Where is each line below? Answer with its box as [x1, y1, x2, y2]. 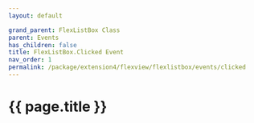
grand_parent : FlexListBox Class [8, 26, 121, 34]
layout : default [8, 11, 63, 20]
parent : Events [8, 34, 59, 42]
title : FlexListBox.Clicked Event [8, 49, 125, 57]
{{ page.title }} [8, 97, 108, 116]
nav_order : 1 [8, 56, 52, 64]
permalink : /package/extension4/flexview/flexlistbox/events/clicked [8, 63, 247, 72]
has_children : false [8, 41, 78, 49]
